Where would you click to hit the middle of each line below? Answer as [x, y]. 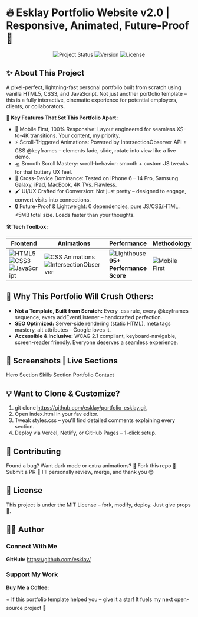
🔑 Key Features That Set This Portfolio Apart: [62, 118]
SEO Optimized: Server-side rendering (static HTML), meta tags [93, 323]
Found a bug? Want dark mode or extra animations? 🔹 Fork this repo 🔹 [91, 466]
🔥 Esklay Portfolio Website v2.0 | [88, 13]
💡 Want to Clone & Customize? [63, 393]
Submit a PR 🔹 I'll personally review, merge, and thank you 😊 [80, 472]
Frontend [24, 243]
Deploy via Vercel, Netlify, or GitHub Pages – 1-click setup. [85, 433]
